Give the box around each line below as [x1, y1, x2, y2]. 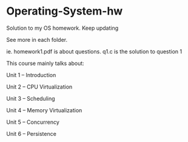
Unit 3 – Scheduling [6, 95, 56, 102]
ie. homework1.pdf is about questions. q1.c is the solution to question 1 [6, 47, 183, 55]
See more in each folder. [6, 36, 68, 43]
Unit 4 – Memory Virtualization [6, 106, 82, 113]
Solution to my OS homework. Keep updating [6, 24, 119, 32]
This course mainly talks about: [6, 59, 85, 67]
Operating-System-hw [6, 4, 123, 18]
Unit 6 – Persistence [6, 130, 56, 137]
